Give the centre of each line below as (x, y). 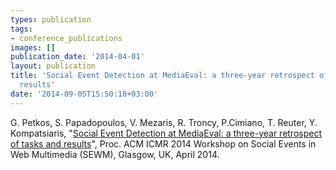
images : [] (33, 47)
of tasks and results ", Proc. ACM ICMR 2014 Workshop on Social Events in (163, 143)
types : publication (51, 19)
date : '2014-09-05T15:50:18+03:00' (84, 94)
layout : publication (53, 66)
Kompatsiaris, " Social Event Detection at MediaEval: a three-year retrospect (166, 133)
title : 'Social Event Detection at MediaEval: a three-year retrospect (162, 76)
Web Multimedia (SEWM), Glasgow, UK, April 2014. (115, 154)
